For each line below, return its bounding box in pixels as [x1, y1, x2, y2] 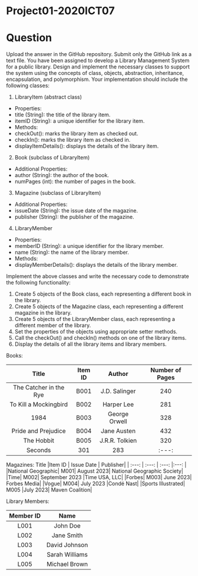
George [108, 410, 128, 418]
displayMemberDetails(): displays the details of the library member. [14, 261, 178, 269]
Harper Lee [102, 400, 134, 408]
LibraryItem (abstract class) [14, 93, 82, 101]
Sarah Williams [47, 551, 88, 559]
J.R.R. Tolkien [99, 437, 137, 445]
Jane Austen [101, 427, 136, 435]
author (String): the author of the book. [14, 172, 109, 179]
